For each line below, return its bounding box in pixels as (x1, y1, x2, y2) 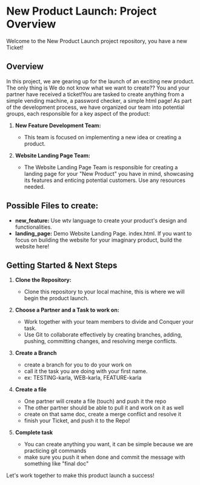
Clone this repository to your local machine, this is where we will (24, 288, 185, 296)
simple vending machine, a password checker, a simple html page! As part (6, 97, 192, 104)
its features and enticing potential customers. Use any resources (24, 176, 186, 184)
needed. (24, 183, 45, 190)
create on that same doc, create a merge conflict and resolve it (24, 411, 182, 418)
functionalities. (15, 223, 53, 231)
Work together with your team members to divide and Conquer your (24, 318, 194, 326)
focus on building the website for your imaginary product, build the (15, 236, 182, 243)
